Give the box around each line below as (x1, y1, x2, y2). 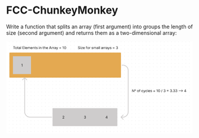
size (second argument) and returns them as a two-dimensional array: (6, 29, 177, 36)
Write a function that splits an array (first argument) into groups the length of (6, 23, 193, 30)
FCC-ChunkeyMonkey (6, 4, 118, 17)
